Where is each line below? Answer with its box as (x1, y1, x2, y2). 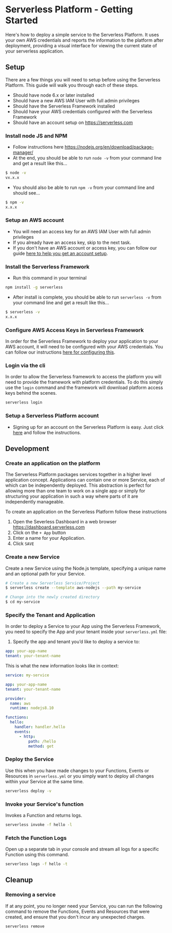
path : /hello (28, 738, 56, 744)
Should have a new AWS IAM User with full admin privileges (12, 97, 140, 103)
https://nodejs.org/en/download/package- (64, 144, 154, 150)
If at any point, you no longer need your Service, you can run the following (5, 903, 163, 909)
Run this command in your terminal (12, 275, 87, 281)
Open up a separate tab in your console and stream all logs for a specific (5, 846, 159, 852)
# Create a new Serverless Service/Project (5, 580, 100, 586)
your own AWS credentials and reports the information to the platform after (5, 37, 164, 43)
